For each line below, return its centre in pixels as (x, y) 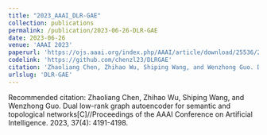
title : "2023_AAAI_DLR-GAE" (55, 15)
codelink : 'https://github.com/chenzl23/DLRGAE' (90, 60)
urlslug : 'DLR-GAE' (41, 75)
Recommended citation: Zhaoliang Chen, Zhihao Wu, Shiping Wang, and (126, 97)
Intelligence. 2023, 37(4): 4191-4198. (68, 122)
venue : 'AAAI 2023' (41, 45)
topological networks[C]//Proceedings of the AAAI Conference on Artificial (130, 114)
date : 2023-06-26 (37, 38)
